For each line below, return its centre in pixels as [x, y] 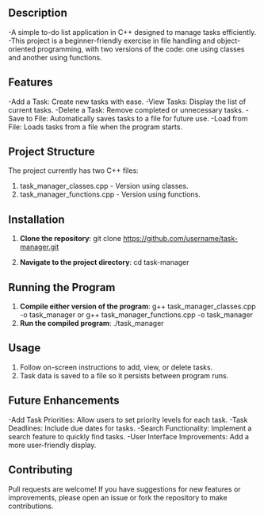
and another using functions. [55, 57]
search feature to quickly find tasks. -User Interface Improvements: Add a [129, 436]
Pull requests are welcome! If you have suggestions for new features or [124, 489]
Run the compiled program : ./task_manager [92, 324]
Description [38, 13]
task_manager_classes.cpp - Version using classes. [104, 186]
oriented [22, 49]
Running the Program [62, 287]
